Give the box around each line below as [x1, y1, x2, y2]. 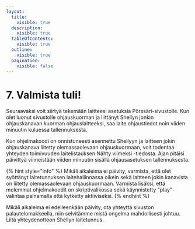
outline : [11, 47, 33, 53]
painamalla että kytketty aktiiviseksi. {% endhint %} [26, 193, 150, 200]
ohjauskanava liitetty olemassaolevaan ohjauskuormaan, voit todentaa [6, 144, 175, 151]
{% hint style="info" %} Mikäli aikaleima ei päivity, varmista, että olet [6, 168, 171, 175]
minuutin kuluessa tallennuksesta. [6, 127, 88, 134]
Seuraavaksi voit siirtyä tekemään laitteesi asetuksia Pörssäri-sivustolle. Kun [6, 108, 190, 115]
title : [11, 14, 27, 20]
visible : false [16, 63, 54, 69]
